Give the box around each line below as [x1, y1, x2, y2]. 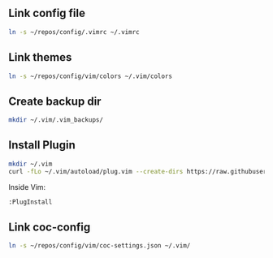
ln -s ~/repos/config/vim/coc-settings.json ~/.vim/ [8, 242, 191, 250]
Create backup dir [8, 94, 102, 108]
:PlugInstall [8, 198, 53, 206]
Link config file [8, 6, 85, 20]
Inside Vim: [8, 182, 46, 191]
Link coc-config [8, 220, 91, 234]
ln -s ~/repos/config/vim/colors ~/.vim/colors [8, 72, 173, 80]
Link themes [8, 50, 72, 64]
